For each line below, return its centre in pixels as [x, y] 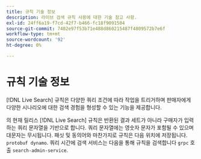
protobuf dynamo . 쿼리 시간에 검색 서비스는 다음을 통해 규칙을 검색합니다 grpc [97, 142]
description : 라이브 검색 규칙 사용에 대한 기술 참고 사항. [72, 17]
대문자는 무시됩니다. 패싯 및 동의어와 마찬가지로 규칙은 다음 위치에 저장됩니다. [97, 135]
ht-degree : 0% [24, 46]
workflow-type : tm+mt [33, 34]
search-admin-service [40, 151]
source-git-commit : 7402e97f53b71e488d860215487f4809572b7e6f [86, 28]
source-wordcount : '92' [36, 40]
